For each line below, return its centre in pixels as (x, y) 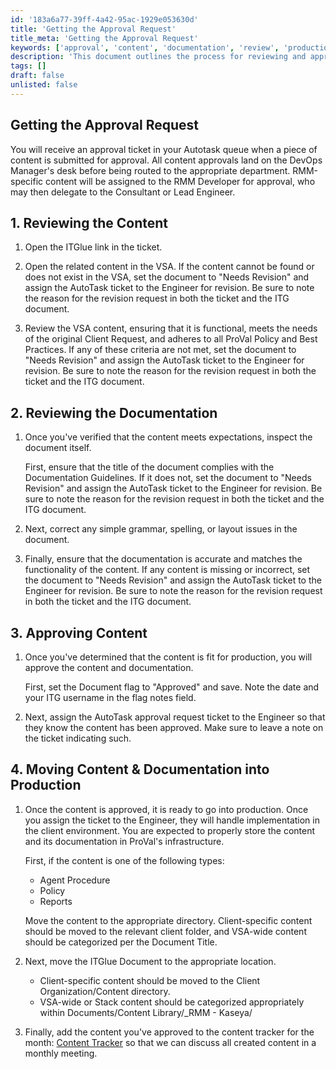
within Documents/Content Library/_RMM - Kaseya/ (146, 1012)
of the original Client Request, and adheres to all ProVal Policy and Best (171, 339)
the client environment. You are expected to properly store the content (170, 830)
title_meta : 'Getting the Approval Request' (104, 38)
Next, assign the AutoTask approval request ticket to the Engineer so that (175, 717)
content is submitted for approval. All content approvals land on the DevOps (166, 160)
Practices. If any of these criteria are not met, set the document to (160, 350)
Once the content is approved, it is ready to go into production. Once (166, 809)
